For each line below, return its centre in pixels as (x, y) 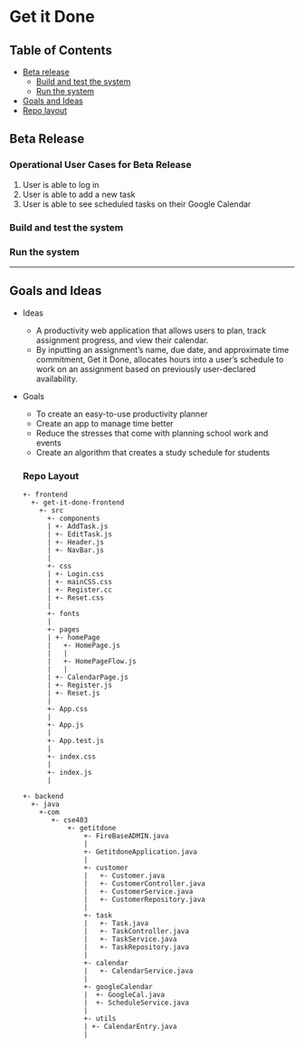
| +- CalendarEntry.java (130, 1027)
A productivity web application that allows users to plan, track (151, 330)
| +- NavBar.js (75, 551)
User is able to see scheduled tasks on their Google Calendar (137, 204)
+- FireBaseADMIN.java (126, 837)
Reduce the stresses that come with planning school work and (152, 433)
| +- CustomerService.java (138, 892)
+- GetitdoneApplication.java (140, 852)
